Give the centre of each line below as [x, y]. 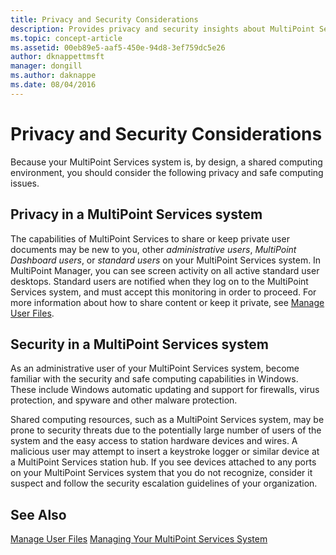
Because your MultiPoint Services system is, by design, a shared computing [166, 162]
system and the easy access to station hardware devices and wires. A [154, 441]
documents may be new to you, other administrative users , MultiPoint [153, 249]
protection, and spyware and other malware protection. [124, 400]
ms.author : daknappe [53, 76]
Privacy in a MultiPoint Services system [136, 214]
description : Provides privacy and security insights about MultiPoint [162, 29]
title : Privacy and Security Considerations [104, 19]
